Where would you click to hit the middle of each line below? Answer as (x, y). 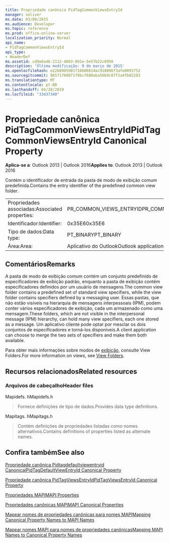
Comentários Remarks (40, 264)
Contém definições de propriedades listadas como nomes (77, 426)
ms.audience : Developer (30, 24)
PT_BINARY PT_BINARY (94, 235)
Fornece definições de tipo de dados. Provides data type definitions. (88, 406)
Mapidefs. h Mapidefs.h (29, 396)
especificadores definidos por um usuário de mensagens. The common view (84, 287)
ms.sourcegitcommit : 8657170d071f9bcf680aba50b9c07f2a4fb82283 (73, 76)
